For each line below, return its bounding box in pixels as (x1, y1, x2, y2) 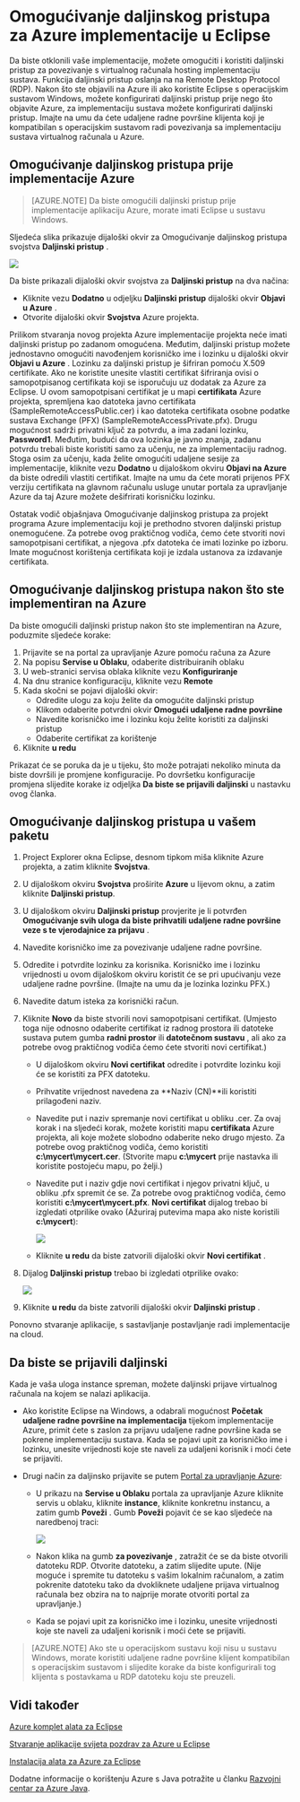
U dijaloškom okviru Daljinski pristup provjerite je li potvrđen (21, 906, 248, 917)
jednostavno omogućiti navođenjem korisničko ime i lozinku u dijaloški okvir (9, 348, 289, 359)
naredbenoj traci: (35, 1517, 99, 1528)
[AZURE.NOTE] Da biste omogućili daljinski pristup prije (30, 195, 236, 205)
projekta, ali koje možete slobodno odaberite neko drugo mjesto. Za (35, 1132, 285, 1143)
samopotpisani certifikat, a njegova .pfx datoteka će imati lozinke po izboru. (9, 536, 288, 548)
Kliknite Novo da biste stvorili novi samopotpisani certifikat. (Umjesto (21, 1014, 278, 1024)
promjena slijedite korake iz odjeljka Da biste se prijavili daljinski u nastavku (9, 779, 291, 789)
